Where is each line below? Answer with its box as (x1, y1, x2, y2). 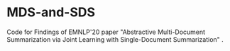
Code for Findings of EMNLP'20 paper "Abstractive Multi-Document (6, 28, 206, 36)
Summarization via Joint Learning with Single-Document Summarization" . (6, 35, 224, 43)
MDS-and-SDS (6, 4, 96, 21)
